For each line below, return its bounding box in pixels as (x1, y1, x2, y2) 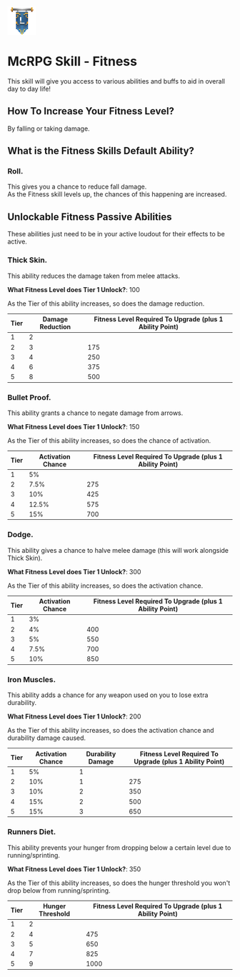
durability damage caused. (7, 733, 86, 742)
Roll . (7, 166, 24, 176)
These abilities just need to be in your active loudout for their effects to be (7, 230, 225, 239)
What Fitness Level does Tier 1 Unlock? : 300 (7, 567, 141, 576)
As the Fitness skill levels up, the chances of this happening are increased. (7, 190, 227, 199)
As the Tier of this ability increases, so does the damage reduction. (7, 299, 205, 308)
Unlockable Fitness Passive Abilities (7, 211, 173, 223)
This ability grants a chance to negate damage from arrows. (7, 409, 184, 417)
